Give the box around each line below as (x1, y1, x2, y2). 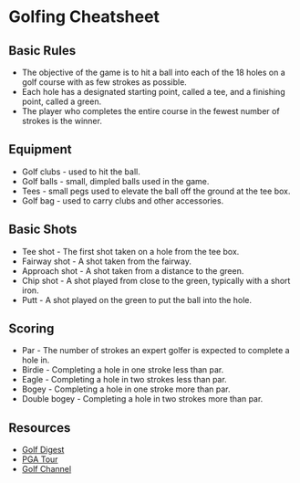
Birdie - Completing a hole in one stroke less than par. (21, 364, 224, 375)
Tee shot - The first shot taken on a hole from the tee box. (21, 246, 240, 257)
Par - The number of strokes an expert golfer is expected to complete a (21, 345, 290, 356)
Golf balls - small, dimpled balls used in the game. (21, 175, 210, 186)
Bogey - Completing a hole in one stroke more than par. (21, 383, 231, 394)
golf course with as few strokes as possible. (21, 77, 188, 88)
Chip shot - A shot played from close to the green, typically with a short (21, 275, 291, 286)
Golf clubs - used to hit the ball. (21, 166, 140, 177)
